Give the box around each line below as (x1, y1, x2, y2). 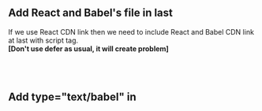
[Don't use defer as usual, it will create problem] (8, 43, 170, 54)
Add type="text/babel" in (8, 91, 137, 104)
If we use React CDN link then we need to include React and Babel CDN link (8, 27, 255, 36)
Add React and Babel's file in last (8, 6, 174, 20)
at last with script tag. (8, 35, 79, 45)
